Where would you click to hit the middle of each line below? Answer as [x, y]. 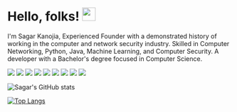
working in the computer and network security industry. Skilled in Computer [118, 43]
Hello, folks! [43, 17]
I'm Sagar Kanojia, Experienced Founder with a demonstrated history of [112, 36]
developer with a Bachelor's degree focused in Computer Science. [105, 58]
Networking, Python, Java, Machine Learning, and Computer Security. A [113, 51]
